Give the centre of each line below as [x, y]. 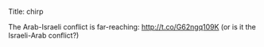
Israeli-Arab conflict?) [44, 35]
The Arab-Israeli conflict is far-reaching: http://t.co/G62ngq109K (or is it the [132, 27]
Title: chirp [26, 12]
